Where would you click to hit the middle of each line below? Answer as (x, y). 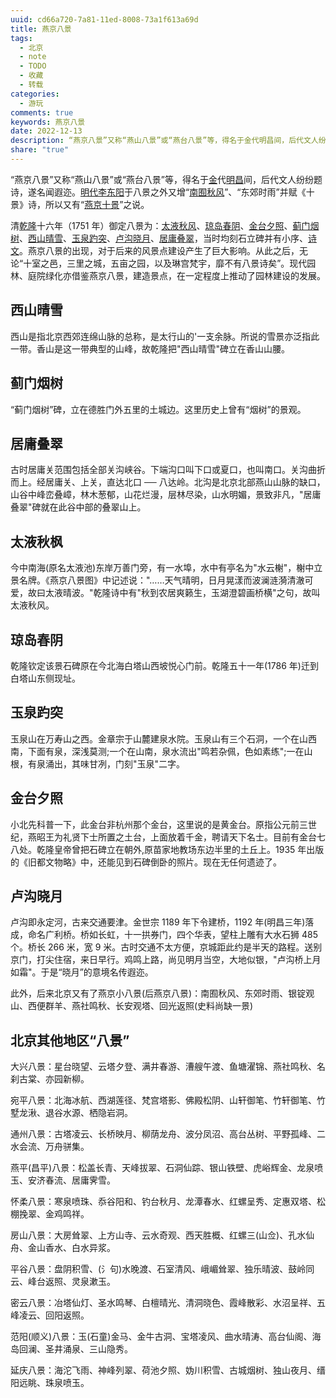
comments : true (42, 112)
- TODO (33, 66)
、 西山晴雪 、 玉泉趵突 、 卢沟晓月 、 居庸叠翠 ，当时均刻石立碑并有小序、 (163, 238)
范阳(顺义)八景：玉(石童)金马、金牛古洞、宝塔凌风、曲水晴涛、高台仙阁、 (161, 1337)
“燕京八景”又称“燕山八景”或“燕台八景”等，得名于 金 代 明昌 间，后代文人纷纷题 (166, 179)
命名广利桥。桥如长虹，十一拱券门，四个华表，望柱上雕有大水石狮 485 (172, 935)
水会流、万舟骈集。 (50, 1147)
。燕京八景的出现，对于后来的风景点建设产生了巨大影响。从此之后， (159, 250)
